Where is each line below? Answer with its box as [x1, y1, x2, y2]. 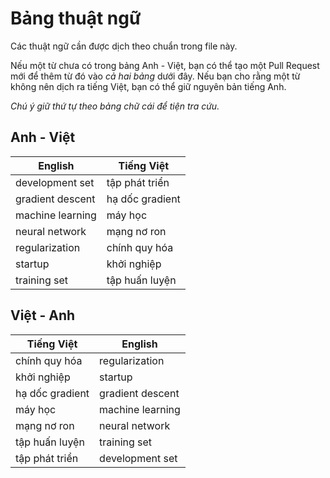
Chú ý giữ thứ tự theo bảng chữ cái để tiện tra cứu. [10, 100, 220, 112]
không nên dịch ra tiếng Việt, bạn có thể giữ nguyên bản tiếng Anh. [10, 80, 287, 92]
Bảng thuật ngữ [10, 7, 142, 30]
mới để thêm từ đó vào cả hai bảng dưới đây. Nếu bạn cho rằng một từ [10, 70, 301, 82]
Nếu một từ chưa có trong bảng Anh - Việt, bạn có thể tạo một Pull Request [10, 59, 320, 71]
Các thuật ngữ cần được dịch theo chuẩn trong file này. [10, 40, 238, 52]
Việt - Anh [10, 307, 76, 324]
